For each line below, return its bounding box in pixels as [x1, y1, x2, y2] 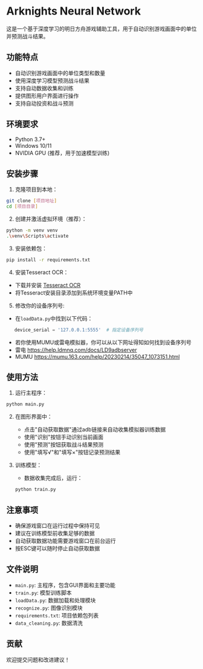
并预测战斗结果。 [6, 32, 49, 40]
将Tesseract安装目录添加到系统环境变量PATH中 [14, 289, 133, 296]
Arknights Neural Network [6, 4, 141, 18]
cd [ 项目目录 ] [6, 204, 38, 210]
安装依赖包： [14, 244, 47, 252]
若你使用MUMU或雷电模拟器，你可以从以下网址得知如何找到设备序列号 [14, 338, 192, 346]
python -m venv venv [6, 227, 59, 234]
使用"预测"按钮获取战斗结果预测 [24, 441, 104, 448]
